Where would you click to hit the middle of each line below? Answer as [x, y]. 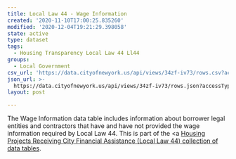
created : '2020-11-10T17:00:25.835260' [66, 20]
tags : [15, 46]
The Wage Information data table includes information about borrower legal [116, 119]
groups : [19, 60]
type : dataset [28, 40]
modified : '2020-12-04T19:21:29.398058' [67, 27]
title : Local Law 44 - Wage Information [67, 14]
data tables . [24, 148]
